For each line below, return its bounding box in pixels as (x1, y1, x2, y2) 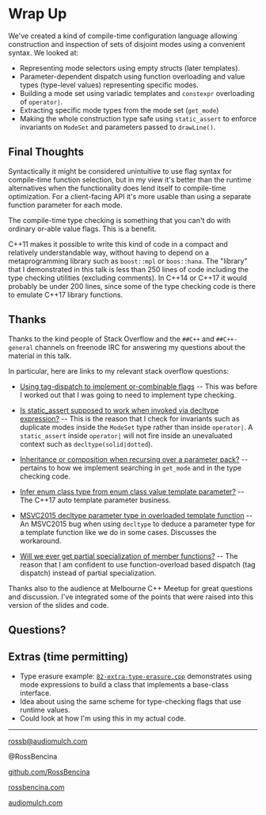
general (8, 344, 34, 352)
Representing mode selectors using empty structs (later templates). (19, 63, 240, 72)
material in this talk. (8, 351, 72, 360)
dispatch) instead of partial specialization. (19, 568, 157, 578)
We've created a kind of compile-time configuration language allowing (8, 31, 237, 40)
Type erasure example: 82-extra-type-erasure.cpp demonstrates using (19, 671, 252, 681)
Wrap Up (8, 5, 67, 23)
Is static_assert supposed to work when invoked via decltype (19, 406, 219, 415)
